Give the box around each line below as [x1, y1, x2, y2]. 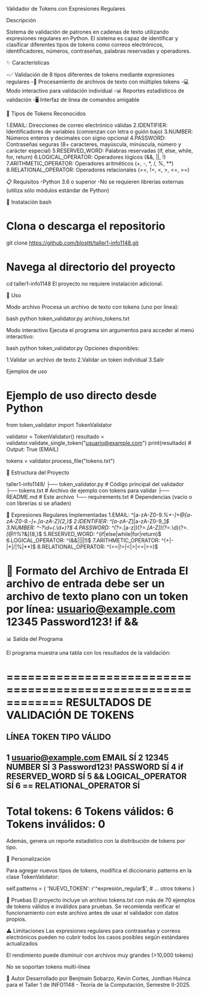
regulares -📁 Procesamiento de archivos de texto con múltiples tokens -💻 [6, 78, 190, 85]
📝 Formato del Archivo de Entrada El [6, 564, 188, 577]
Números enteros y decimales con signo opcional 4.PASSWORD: [6, 134, 166, 141]
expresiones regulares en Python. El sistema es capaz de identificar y [6, 35, 178, 41]
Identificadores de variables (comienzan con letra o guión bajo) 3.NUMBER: [6, 128, 193, 135]
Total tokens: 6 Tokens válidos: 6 [6, 805, 174, 818]
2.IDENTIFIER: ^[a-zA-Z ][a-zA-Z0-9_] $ [73, 517, 170, 525]
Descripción [6, 17, 37, 23]
